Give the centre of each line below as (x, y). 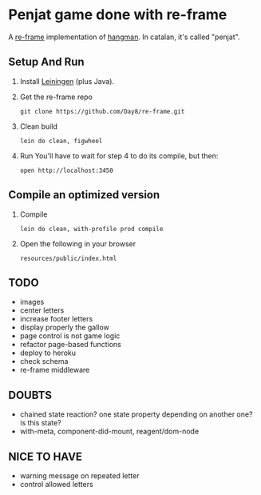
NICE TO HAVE (45, 456)
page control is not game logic (70, 336)
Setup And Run (47, 62)
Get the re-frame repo (56, 97)
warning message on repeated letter (79, 476)
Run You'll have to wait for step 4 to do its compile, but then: (119, 156)
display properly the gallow (64, 327)
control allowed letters (56, 484)
